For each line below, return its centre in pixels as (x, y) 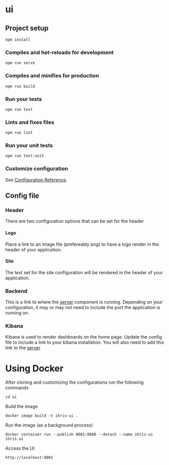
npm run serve (20, 63)
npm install (18, 40)
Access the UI (20, 448)
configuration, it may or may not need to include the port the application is (83, 308)
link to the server (23, 348)
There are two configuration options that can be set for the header (75, 221)
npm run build (20, 86)
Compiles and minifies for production (52, 76)
